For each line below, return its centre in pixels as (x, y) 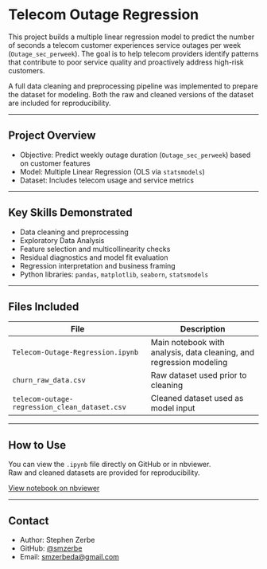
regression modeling (189, 363)
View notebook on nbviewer (54, 489)
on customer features (55, 163)
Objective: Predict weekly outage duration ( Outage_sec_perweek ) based (135, 155)
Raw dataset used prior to (199, 375)
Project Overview (52, 136)
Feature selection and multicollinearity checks (95, 249)
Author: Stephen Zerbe (57, 540)
